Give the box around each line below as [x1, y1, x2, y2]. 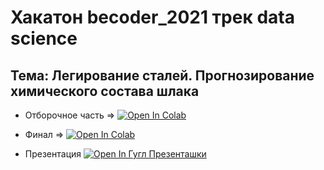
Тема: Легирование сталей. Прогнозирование [10, 67, 315, 84]
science [10, 27, 78, 50]
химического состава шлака [10, 82, 200, 100]
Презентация [24, 148, 82, 160]
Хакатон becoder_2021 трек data [10, 6, 295, 29]
